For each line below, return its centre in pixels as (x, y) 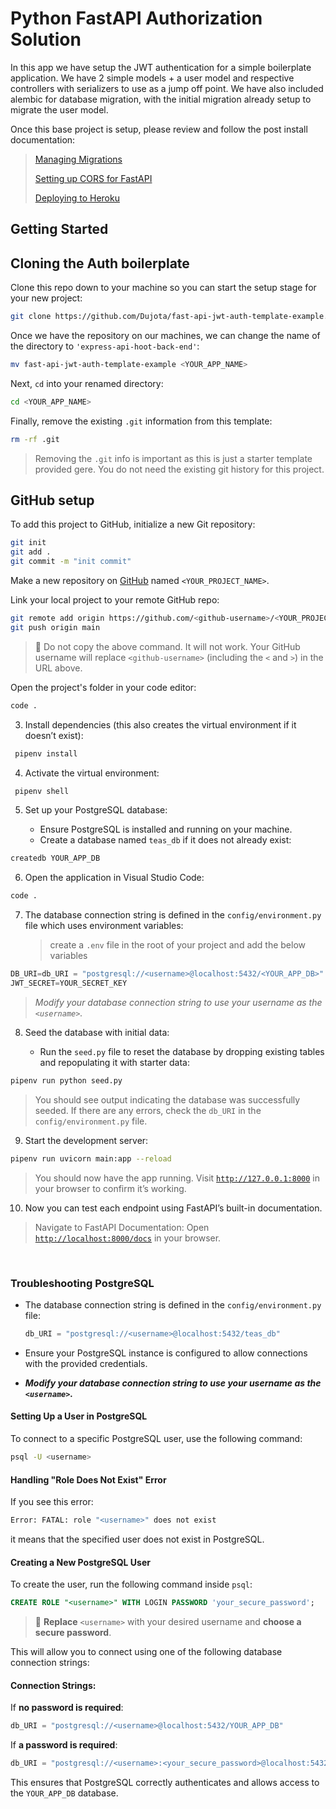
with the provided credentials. (86, 1363)
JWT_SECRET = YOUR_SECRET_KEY (69, 983)
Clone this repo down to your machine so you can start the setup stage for (163, 288)
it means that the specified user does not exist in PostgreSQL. (137, 1539)
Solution (46, 39)
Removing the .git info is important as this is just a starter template (173, 458)
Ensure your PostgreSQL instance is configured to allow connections (166, 1353)
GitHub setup (52, 500)
